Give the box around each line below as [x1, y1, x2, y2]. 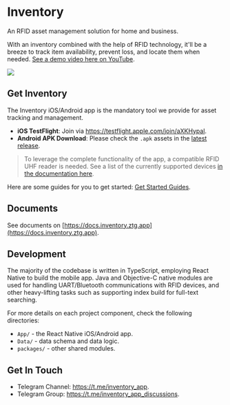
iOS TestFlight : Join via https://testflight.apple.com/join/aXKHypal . [17, 127, 207, 135]
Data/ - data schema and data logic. [17, 337, 119, 345]
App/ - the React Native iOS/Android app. [17, 330, 133, 338]
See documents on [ [7, 221, 65, 229]
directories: [7, 316, 40, 324]
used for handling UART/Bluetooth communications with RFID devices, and [7, 281, 219, 289]
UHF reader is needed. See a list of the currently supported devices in [23, 162, 223, 170]
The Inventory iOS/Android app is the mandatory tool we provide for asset [7, 106, 217, 114]
